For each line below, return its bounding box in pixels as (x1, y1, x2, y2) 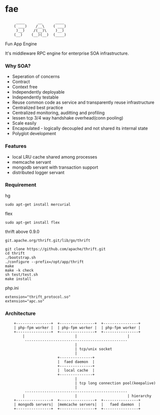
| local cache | (57, 368, 95, 373)
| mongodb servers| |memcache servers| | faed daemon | (14, 402, 140, 407)
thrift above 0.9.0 (5, 228, 40, 235)
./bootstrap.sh (5, 255, 36, 260)
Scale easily (12, 120, 37, 126)
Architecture (5, 310, 36, 316)
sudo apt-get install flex (5, 220, 60, 225)
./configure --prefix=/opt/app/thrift (5, 259, 84, 264)
